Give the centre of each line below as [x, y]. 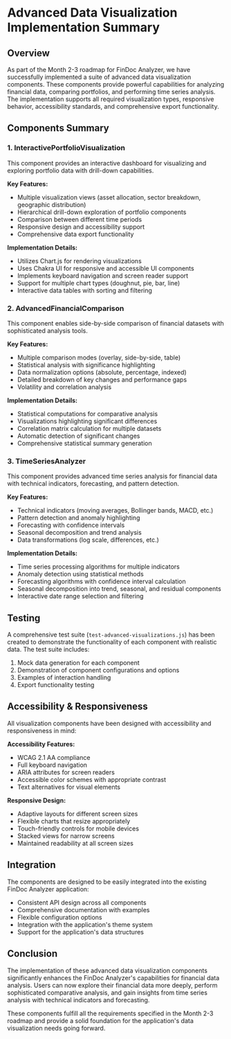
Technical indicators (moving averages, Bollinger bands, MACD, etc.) [115, 510]
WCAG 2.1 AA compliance [54, 757]
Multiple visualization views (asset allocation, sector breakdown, [109, 197]
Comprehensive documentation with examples [83, 909]
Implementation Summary [84, 27]
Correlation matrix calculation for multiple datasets [89, 428]
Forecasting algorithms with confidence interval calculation [102, 581]
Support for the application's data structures [80, 932]
